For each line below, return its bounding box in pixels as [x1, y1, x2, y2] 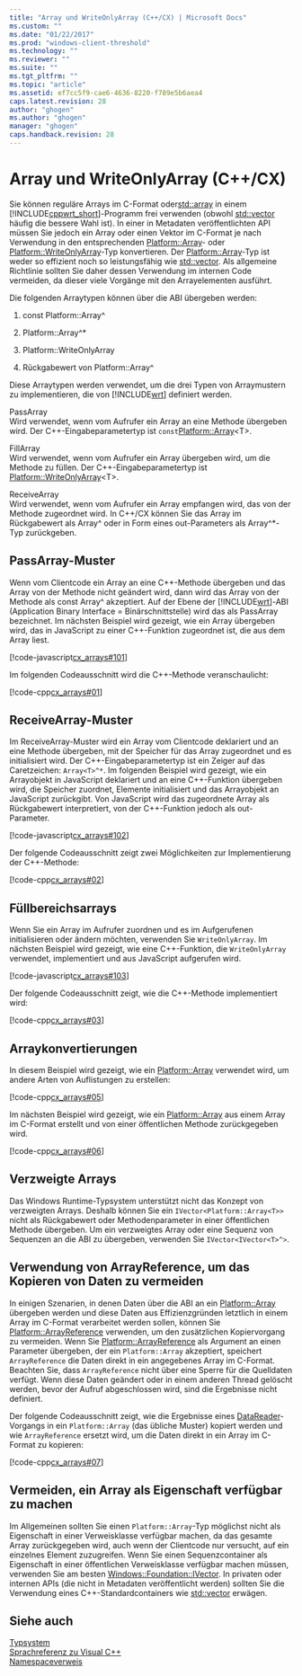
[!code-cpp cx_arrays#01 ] [9, 687, 103, 697]
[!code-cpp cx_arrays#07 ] [9, 1457, 104, 1468]
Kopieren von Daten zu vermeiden [9, 1273, 204, 1290]
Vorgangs [9, 1420, 46, 1431]
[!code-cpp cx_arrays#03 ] [9, 1015, 105, 1025]
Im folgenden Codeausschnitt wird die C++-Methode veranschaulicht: [9, 669, 269, 679]
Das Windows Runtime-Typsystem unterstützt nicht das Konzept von [9, 1195, 263, 1206]
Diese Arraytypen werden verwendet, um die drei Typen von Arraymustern [9, 379, 286, 390]
